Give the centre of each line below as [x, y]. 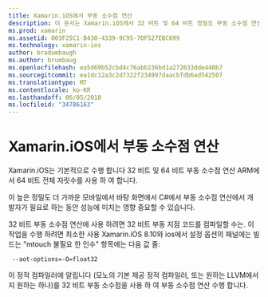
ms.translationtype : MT [48, 82]
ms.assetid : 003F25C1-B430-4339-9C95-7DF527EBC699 [94, 38]
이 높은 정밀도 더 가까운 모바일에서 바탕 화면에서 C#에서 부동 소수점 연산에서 [127, 197]
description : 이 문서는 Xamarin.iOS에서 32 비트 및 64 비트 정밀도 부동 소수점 [128, 23]
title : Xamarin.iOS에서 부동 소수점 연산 [71, 16]
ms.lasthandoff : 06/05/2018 [55, 97]
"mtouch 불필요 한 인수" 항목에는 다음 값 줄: [92, 244]
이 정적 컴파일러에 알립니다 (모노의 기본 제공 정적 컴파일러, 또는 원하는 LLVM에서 [134, 275]
